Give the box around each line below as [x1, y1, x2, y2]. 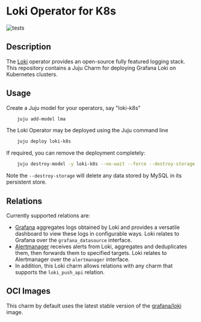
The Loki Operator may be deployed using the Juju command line [6, 127, 169, 134]
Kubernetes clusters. [6, 71, 58, 78]
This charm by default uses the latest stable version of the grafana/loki [6, 302, 182, 309]
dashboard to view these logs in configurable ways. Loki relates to [14, 230, 179, 237]
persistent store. [6, 178, 47, 185]
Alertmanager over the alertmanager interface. [14, 256, 130, 263]
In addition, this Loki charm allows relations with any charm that [14, 262, 173, 269]
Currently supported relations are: [6, 212, 90, 219]
